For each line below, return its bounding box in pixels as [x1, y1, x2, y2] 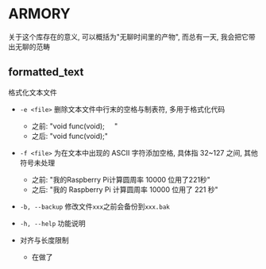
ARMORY [8, 5, 71, 23]
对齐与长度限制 [19, 235, 69, 244]
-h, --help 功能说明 [19, 218, 86, 228]
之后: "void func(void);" [31, 131, 109, 140]
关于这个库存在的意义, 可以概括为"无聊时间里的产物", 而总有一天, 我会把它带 [8, 32, 256, 41]
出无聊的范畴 [8, 41, 50, 52]
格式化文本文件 [8, 87, 57, 97]
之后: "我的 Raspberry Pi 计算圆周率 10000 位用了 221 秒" [31, 184, 218, 194]
